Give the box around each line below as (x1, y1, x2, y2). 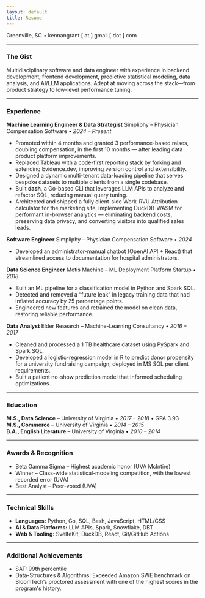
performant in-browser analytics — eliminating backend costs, (15, 211, 173, 218)
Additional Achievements (6, 551, 84, 559)
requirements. (15, 367, 51, 374)
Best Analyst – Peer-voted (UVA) (15, 482, 98, 490)
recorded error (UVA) (15, 475, 69, 483)
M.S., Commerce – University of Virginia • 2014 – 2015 (6, 421, 145, 429)
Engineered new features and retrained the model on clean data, (15, 304, 178, 311)
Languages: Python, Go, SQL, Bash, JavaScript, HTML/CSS (15, 517, 166, 524)
